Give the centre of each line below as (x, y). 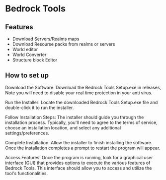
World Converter (29, 55)
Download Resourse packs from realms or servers (64, 44)
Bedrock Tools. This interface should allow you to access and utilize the (79, 168)
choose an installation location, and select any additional (63, 127)
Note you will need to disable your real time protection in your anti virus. (79, 93)
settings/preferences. (27, 133)
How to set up (27, 76)
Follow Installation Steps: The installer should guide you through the (75, 117)
